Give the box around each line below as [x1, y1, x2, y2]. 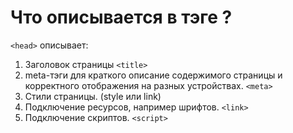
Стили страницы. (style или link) [24, 90, 162, 102]
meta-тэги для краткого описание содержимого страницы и [24, 69, 283, 81]
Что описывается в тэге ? [10, 6, 233, 29]
